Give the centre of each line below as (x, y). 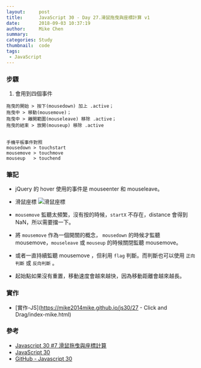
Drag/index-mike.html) (43, 314)
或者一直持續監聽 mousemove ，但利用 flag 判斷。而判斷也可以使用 (100, 255)
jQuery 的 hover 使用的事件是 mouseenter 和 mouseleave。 (89, 189)
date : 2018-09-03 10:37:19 (48, 23)
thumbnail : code (28, 46)
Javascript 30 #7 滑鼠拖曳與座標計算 (61, 345)
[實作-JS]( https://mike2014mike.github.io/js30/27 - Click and (91, 307)
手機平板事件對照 (25, 142)
